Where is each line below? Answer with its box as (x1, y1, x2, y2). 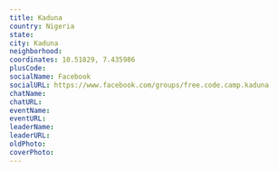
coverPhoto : (9, 147, 54, 157)
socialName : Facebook (9, 72, 91, 81)
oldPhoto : (9, 139, 47, 148)
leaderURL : (9, 131, 51, 140)
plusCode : (9, 64, 47, 73)
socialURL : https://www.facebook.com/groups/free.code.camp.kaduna (9, 81, 270, 90)
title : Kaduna (9, 13, 63, 23)
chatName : (9, 89, 47, 98)
